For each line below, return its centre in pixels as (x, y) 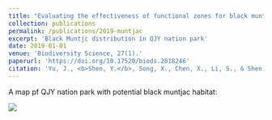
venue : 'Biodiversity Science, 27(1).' (76, 54)
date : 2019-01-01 (38, 46)
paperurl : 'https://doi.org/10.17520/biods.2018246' (99, 62)
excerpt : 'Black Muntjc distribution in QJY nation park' (108, 39)
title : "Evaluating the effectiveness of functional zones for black (128, 16)
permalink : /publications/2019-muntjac (76, 31)
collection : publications (52, 24)
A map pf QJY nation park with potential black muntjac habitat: (113, 92)
